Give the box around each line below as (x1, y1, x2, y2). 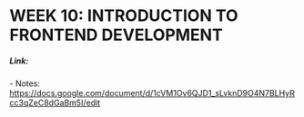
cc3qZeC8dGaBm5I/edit (9, 97, 101, 109)
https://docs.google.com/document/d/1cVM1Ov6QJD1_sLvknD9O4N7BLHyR (9, 88, 296, 99)
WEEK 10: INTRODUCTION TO (9, 5, 238, 26)
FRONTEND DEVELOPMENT (9, 24, 223, 45)
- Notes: (9, 78, 41, 89)
